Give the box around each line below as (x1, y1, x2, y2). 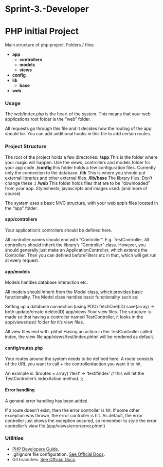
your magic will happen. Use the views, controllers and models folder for (5, 159, 151, 165)
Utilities (5, 435, 24, 442)
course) (5, 191, 21, 196)
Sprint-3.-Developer (5, 3, 89, 15)
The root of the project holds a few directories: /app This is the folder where (5, 154, 158, 160)
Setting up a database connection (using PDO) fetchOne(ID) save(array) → (5, 304, 155, 310)
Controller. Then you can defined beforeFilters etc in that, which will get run (5, 252, 157, 258)
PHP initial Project (5, 26, 79, 37)
